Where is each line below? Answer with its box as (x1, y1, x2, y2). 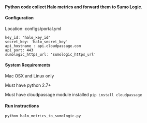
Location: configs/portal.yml (5, 26, 61, 31)
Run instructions (5, 103, 40, 108)
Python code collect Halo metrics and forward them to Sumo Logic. (5, 4, 143, 10)
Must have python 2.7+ (5, 82, 51, 88)
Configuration (5, 15, 34, 21)
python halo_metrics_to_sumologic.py (5, 114, 81, 119)
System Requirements (5, 62, 51, 68)
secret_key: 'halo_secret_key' (5, 39, 68, 44)
